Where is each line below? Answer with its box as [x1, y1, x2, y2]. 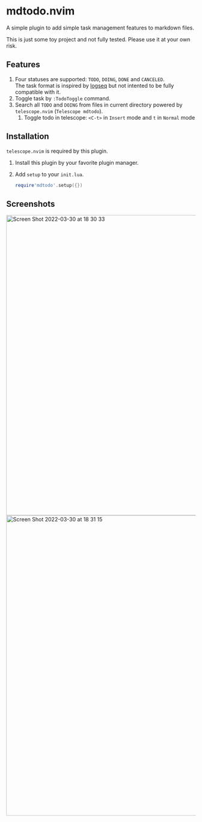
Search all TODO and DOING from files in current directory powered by [14, 101, 183, 108]
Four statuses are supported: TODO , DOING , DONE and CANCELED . [14, 75, 165, 82]
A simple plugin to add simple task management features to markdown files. [6, 24, 194, 31]
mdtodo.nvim [6, 4, 75, 18]
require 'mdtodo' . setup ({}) [14, 182, 83, 188]
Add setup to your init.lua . [14, 170, 84, 178]
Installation [6, 131, 49, 142]
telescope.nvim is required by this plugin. [6, 147, 108, 155]
